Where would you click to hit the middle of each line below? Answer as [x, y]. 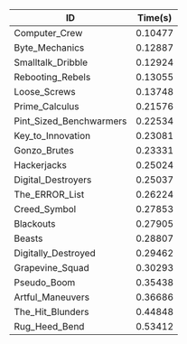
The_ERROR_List [49, 195]
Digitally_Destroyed [55, 253]
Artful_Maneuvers [52, 297]
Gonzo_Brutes [44, 150]
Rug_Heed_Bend [49, 326]
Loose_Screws [45, 92]
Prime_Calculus [47, 106]
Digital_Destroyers [53, 180]
